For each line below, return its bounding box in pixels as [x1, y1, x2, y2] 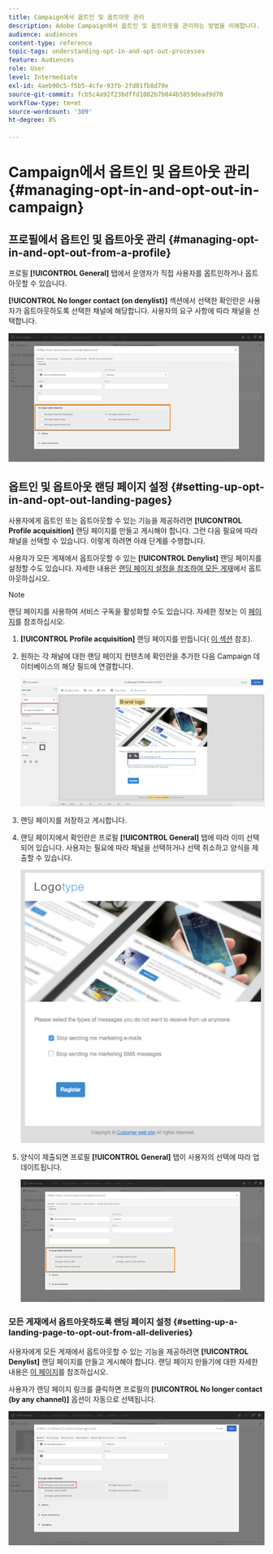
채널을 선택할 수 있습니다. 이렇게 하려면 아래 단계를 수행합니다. [8, 536, 206, 546]
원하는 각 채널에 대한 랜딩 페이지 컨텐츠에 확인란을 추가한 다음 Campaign [19, 651, 252, 662]
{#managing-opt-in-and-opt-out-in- [8, 181, 260, 199]
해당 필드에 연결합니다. [62, 662, 134, 671]
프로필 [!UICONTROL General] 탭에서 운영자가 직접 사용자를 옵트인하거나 [8, 268, 244, 278]
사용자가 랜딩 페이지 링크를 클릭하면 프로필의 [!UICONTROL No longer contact [8, 1384, 262, 1394]
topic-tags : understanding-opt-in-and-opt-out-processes [8, 47, 206, 56]
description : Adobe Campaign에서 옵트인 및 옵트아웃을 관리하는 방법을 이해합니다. [8, 21, 261, 30]
